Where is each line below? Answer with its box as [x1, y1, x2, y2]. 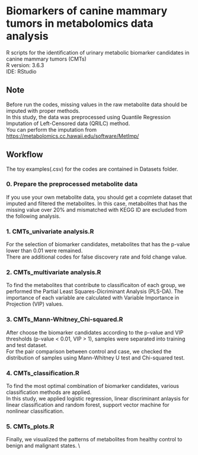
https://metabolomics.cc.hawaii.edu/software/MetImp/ [6, 132, 139, 139]
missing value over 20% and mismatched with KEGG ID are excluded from [6, 206, 187, 213]
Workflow [6, 149, 43, 160]
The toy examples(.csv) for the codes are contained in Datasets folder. [6, 165, 178, 173]
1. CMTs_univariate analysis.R [6, 227, 94, 236]
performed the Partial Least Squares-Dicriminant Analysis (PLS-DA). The [6, 288, 184, 295]
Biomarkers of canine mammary [6, 4, 168, 18]
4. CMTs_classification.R [6, 369, 79, 377]
